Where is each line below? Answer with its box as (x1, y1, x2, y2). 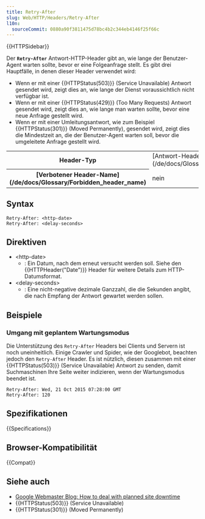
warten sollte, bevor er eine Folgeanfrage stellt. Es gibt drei (23, 61, 172, 69)
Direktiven (6, 237, 47, 247)
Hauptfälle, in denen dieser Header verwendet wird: (6, 68, 136, 75)
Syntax (6, 199, 34, 209)
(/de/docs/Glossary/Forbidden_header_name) (9, 178, 146, 187)
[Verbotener (36, 170, 73, 179)
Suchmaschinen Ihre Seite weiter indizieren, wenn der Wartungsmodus (6, 368, 185, 376)
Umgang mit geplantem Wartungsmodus (6, 328, 130, 337)
